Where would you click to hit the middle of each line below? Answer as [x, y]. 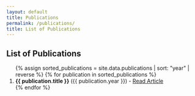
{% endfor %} [33, 87]
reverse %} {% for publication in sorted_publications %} [86, 75]
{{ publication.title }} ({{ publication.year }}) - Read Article [89, 81]
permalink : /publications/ [41, 23]
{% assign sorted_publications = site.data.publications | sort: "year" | [102, 68]
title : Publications [33, 18]
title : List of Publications [43, 29]
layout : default [27, 12]
